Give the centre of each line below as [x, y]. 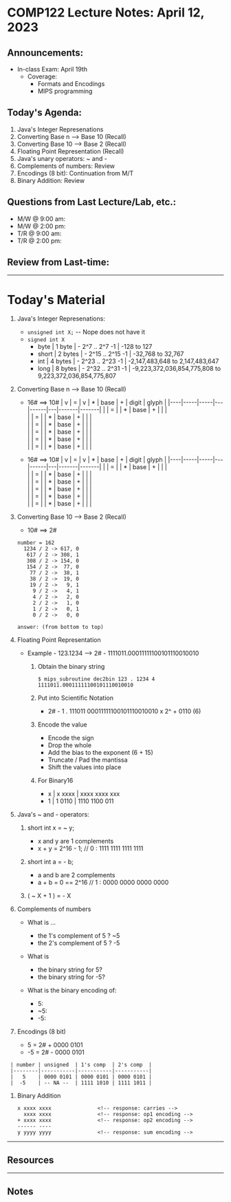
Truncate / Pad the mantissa [88, 760]
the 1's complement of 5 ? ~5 [79, 936]
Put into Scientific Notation [75, 698]
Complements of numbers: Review [66, 166]
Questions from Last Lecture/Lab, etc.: [92, 202]
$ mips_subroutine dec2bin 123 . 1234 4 [96, 679]
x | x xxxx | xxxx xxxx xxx [84, 794]
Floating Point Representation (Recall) [70, 151]
